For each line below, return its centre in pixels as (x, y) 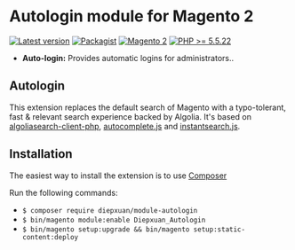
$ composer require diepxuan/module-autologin (110, 210)
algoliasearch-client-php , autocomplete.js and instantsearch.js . (125, 126)
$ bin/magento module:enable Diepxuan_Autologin (114, 220)
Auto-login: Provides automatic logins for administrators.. (128, 58)
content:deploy (50, 237)
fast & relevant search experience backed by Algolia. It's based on (130, 116)
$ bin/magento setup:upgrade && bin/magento (106, 229)
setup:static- (219, 229)
